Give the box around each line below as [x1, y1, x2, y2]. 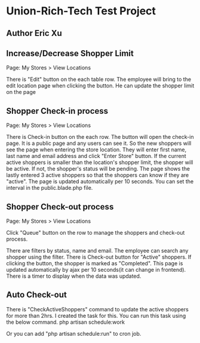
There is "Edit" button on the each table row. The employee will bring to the [6, 76, 192, 83]
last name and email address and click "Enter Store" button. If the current [6, 153, 186, 160]
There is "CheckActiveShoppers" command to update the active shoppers [6, 305, 189, 312]
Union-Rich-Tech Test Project [6, 4, 156, 18]
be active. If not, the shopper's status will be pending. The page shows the [6, 165, 190, 172]
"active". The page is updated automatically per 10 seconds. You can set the [6, 178, 194, 185]
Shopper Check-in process [6, 106, 109, 116]
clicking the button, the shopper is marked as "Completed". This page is [6, 260, 183, 267]
